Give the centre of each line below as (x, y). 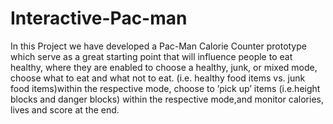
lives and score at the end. (65, 109)
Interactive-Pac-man (99, 18)
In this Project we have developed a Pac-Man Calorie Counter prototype (158, 46)
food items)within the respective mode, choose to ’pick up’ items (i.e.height (165, 88)
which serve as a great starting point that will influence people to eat (151, 56)
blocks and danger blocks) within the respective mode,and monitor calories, (167, 99)
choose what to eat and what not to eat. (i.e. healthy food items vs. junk (158, 78)
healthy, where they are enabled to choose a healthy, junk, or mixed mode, (164, 67)
